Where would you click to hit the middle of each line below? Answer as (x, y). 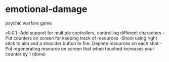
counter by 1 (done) (26, 54)
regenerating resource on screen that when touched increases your (84, 48)
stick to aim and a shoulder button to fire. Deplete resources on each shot (82, 43)
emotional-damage (46, 9)
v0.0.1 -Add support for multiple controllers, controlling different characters (83, 32)
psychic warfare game (29, 23)
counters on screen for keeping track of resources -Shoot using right (86, 38)
